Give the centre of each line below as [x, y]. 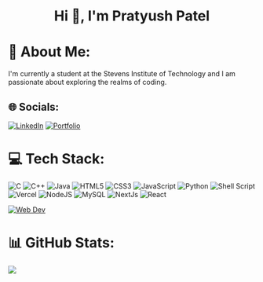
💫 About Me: [49, 52]
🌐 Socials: [34, 106]
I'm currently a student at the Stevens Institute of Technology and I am [122, 74]
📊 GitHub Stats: [62, 243]
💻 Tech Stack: [57, 159]
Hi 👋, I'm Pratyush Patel [132, 16]
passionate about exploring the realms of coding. [88, 82]
